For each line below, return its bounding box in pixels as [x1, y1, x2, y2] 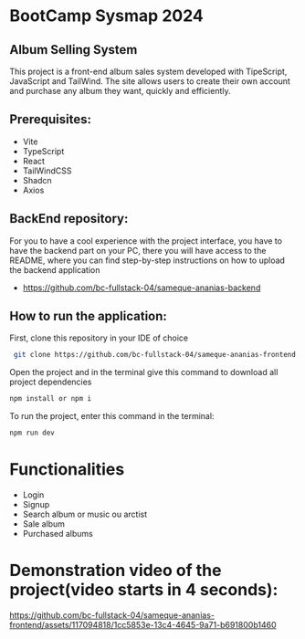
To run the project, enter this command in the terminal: [9, 411, 215, 422]
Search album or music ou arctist [22, 508, 148, 519]
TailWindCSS [22, 165, 72, 176]
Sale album [22, 519, 66, 529]
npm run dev [9, 428, 55, 438]
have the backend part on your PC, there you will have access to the [9, 245, 267, 256]
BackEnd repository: [9, 211, 129, 226]
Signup [22, 499, 50, 509]
